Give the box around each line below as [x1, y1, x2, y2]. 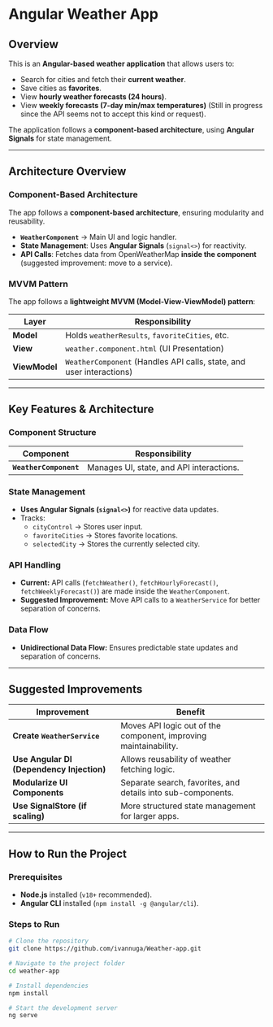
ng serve [8, 1012, 38, 1020]
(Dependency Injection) [12, 764, 106, 775]
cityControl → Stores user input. [32, 521, 144, 531]
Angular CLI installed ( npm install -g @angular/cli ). [19, 899, 199, 908]
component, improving [120, 730, 207, 742]
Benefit [175, 707, 206, 718]
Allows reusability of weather [120, 754, 232, 765]
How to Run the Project [8, 846, 128, 860]
